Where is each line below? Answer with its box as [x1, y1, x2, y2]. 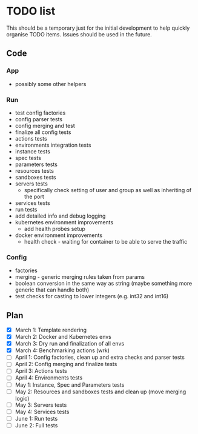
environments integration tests [15, 141, 91, 149]
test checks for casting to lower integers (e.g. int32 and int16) [15, 293, 169, 300]
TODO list [6, 4, 56, 18]
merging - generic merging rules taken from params [15, 273, 145, 281]
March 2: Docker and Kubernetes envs [15, 333, 112, 341]
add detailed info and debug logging [15, 212, 106, 219]
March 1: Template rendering [15, 326, 87, 334]
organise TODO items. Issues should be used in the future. [6, 30, 153, 38]
